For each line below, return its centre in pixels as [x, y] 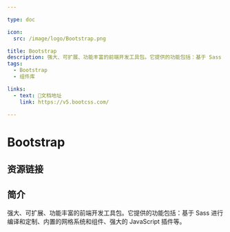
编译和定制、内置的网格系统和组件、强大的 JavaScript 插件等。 [96, 221]
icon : [15, 32]
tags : [15, 64]
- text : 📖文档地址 [38, 95]
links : [17, 89]
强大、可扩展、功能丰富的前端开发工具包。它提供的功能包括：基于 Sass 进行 [115, 213]
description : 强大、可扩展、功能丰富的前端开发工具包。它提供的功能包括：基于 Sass [114, 57]
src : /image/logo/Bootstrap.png [60, 39]
